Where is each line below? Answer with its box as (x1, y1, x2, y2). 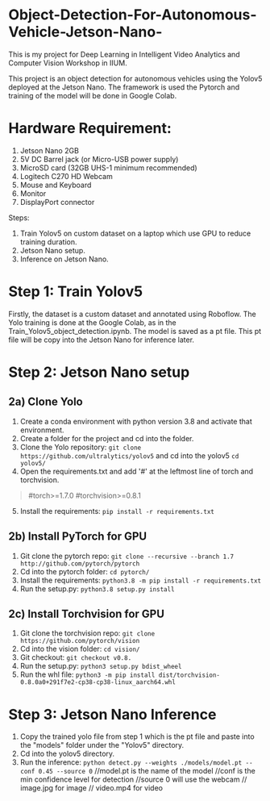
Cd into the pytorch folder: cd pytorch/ (19, 566, 150, 576)
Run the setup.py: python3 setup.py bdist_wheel (19, 661, 182, 671)
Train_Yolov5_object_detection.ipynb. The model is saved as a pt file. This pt (8, 326, 262, 336)
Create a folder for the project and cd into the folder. (19, 433, 194, 443)
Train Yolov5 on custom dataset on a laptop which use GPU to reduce (19, 228, 251, 238)
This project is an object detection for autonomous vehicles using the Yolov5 (8, 73, 263, 83)
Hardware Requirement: (8, 119, 172, 138)
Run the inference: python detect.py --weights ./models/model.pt (19, 757, 243, 767)
